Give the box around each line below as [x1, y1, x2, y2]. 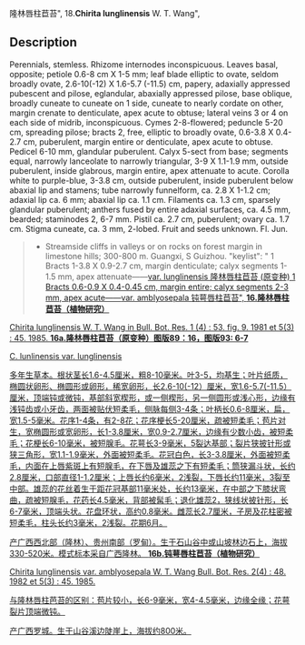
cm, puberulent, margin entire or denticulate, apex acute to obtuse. [23, 136, 274, 147]
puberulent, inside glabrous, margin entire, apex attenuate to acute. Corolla [9, 165, 290, 176]
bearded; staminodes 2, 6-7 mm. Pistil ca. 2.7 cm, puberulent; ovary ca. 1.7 [9, 213, 290, 225]
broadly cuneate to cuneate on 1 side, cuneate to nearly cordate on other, [9, 97, 284, 108]
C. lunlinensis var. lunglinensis [9, 350, 123, 361]
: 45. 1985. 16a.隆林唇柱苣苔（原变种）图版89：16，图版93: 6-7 [9, 332, 249, 343]
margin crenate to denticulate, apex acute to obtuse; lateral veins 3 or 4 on [9, 107, 289, 118]
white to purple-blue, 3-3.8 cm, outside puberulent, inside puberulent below [9, 175, 293, 186]
